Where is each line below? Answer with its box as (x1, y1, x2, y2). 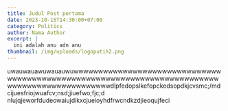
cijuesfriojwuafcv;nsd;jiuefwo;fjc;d (7, 88, 105, 97)
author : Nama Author (7, 29, 67, 36)
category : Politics (7, 23, 63, 29)
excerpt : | (7, 36, 38, 42)
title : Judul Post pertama (7, 10, 84, 17)
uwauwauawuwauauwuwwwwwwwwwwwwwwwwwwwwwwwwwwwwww (7, 66, 222, 75)
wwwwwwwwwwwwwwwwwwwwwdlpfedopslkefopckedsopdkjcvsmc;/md (7, 82, 221, 90)
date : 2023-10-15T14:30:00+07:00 (7, 16, 103, 23)
